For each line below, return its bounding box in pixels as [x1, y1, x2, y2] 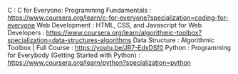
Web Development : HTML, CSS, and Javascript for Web [36, 21, 202, 29]
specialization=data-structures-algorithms [7, 36, 132, 44]
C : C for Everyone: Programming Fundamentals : [7, 6, 152, 14]
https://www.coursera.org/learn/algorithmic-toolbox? [46, 28, 202, 37]
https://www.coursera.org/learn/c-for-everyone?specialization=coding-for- [7, 13, 229, 22]
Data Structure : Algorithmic [133, 36, 215, 44]
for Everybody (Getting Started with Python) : [7, 51, 140, 59]
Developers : [7, 28, 45, 37]
